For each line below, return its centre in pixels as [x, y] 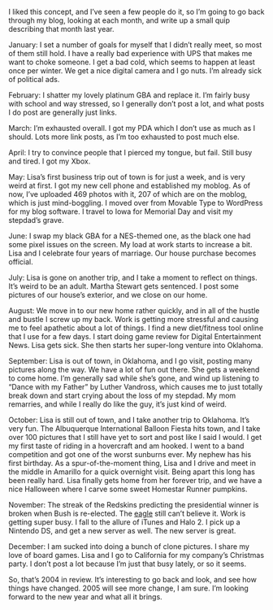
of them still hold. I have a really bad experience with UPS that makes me [130, 53]
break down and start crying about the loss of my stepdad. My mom [122, 395]
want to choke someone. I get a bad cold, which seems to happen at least [132, 62]
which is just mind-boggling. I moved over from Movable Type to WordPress [136, 203]
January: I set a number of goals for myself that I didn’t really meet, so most [135, 45]
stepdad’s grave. [36, 220]
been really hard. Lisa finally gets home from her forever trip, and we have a [135, 480]
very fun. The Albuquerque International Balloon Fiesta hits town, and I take [134, 429]
